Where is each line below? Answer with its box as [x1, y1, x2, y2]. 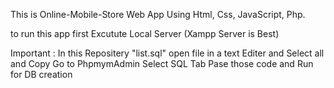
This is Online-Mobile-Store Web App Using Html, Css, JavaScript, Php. [10, 9, 306, 20]
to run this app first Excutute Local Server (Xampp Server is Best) [10, 28, 280, 39]
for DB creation [10, 69, 73, 80]
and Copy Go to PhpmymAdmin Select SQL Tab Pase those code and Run [10, 58, 314, 69]
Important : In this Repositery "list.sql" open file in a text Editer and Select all [10, 47, 325, 59]
